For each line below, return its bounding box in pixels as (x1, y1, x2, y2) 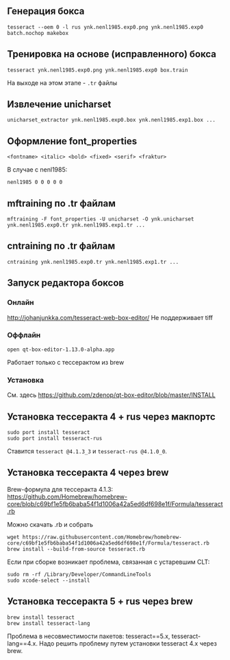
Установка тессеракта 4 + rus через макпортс (7, 411, 216, 422)
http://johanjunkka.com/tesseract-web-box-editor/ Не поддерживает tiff (7, 313, 214, 321)
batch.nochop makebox (7, 30, 69, 36)
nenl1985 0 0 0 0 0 (7, 179, 63, 186)
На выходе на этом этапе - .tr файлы (7, 78, 118, 87)
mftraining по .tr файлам (7, 197, 116, 209)
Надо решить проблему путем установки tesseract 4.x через (38, 639, 217, 648)
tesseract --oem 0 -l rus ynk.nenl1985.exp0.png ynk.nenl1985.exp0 (7, 23, 204, 30)
